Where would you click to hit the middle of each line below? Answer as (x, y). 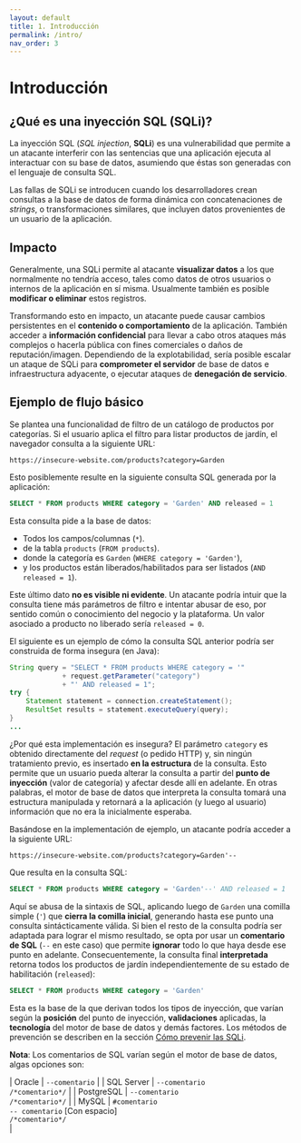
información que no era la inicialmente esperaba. (101, 811)
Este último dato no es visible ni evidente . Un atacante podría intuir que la (148, 594)
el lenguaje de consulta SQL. (63, 173)
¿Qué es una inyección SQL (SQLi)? (111, 121)
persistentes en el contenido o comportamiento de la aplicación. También (148, 326)
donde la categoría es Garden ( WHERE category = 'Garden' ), (132, 557)
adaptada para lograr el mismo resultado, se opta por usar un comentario (147, 935)
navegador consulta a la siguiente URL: (83, 443)
